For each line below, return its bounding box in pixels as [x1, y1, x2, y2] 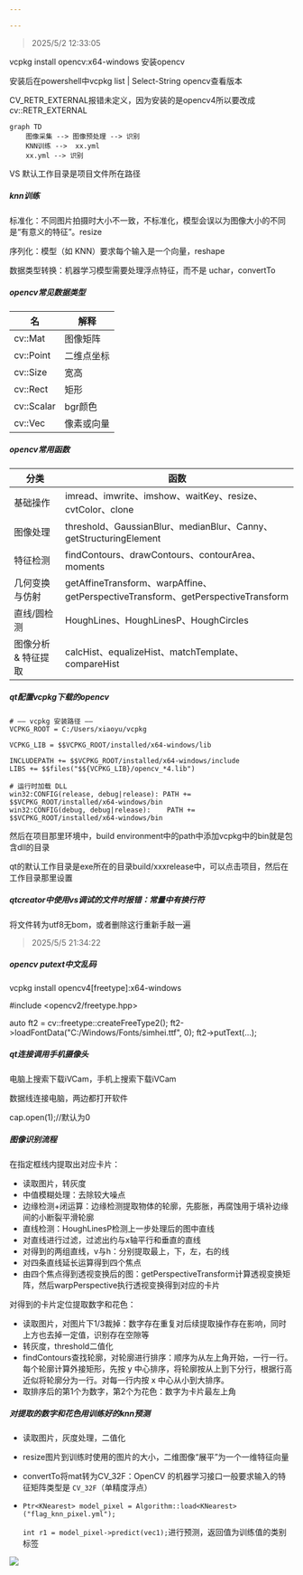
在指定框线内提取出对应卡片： [9, 1158, 120, 1169]
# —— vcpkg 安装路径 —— [9, 716, 93, 726]
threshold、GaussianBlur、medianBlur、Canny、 [64, 520, 273, 533]
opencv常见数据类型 [9, 287, 86, 298]
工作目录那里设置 [9, 872, 73, 882]
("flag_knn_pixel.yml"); [22, 1510, 116, 1519]
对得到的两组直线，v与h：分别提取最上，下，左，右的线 [22, 1245, 230, 1257]
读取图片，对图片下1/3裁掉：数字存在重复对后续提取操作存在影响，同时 [22, 1317, 287, 1329]
